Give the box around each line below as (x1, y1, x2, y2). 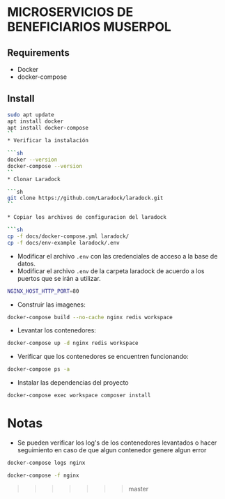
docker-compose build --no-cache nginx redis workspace (7, 314, 173, 321)
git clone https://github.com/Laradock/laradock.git (7, 194, 164, 202)
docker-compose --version (7, 162, 82, 169)
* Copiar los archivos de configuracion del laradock (7, 214, 167, 221)
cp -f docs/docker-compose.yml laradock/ (7, 233, 130, 240)
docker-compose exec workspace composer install (7, 392, 151, 399)
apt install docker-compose (7, 124, 89, 131)
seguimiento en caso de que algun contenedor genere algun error (17, 446, 207, 454)
